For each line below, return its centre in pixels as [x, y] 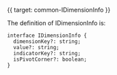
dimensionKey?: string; [47, 42]
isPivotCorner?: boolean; [50, 59]
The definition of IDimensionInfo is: [56, 23]
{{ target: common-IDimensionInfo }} [59, 10]
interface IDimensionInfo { [47, 35]
